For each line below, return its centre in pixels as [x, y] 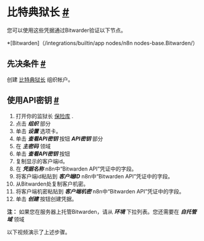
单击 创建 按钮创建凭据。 [46, 199]
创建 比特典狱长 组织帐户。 [40, 80]
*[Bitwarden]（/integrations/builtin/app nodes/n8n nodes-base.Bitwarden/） [103, 43]
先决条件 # [26, 64]
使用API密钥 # [33, 100]
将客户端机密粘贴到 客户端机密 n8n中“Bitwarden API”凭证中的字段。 [100, 191]
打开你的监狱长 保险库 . [44, 116]
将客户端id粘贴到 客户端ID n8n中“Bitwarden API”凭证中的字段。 [94, 176]
